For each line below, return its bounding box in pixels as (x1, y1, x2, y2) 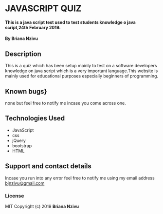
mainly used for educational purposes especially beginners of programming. (5, 73, 159, 79)
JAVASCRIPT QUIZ (5, 3, 82, 14)
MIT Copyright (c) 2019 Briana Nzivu (5, 203, 79, 209)
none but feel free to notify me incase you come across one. (5, 100, 127, 106)
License (5, 192, 24, 199)
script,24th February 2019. (5, 24, 61, 30)
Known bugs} (5, 87, 47, 96)
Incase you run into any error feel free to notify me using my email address (5, 175, 155, 181)
